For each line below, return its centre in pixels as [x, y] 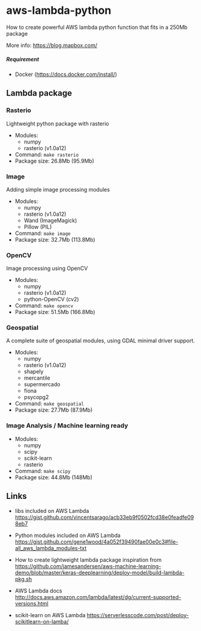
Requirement [23, 59]
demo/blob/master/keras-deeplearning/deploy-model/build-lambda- [100, 573]
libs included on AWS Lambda [52, 510]
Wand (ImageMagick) [50, 220]
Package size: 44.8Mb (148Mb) [54, 477]
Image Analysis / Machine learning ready [67, 425]
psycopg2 [36, 397]
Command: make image [43, 233]
